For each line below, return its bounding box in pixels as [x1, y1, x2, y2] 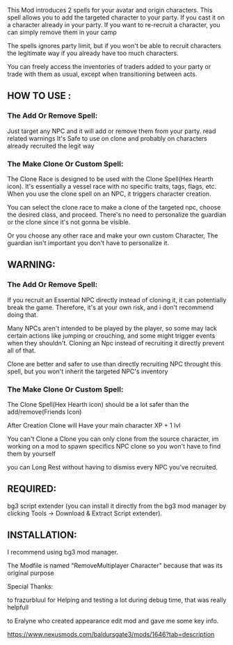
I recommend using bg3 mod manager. [7, 547, 118, 556]
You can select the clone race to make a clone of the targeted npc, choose [7, 203, 221, 211]
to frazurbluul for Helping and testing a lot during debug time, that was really [7, 596, 227, 604]
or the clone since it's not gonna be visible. [7, 217, 131, 226]
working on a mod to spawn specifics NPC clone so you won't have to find [7, 442, 221, 450]
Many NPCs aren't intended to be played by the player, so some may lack [7, 324, 217, 332]
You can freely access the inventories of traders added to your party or [7, 63, 211, 70]
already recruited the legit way [7, 141, 95, 150]
